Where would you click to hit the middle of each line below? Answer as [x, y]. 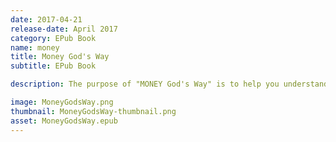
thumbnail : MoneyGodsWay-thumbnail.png [93, 111]
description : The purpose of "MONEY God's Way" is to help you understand [169, 84]
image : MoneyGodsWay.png [62, 102]
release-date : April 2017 [64, 29]
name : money [35, 47]
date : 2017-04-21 [46, 19]
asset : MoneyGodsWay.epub [64, 121]
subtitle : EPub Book [53, 66]
